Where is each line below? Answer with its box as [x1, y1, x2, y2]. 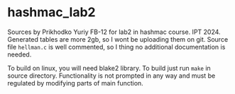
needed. [7, 50, 32, 59]
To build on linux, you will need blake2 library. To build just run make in [7, 64, 211, 72]
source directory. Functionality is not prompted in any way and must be [7, 71, 216, 80]
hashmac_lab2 [7, 4, 96, 20]
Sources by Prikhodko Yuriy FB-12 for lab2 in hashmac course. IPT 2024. [7, 28, 222, 36]
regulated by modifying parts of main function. [7, 78, 143, 87]
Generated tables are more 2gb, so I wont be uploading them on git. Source [7, 35, 229, 43]
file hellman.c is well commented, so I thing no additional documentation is [7, 42, 226, 51]
